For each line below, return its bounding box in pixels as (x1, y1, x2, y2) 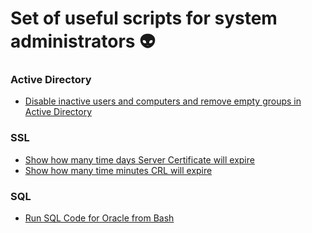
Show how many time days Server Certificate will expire (24, 153, 255, 166)
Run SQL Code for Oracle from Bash (24, 212, 175, 224)
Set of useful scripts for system (10, 7, 278, 30)
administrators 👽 (10, 30, 156, 53)
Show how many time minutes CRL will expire (24, 164, 213, 176)
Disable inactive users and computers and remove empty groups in (24, 95, 302, 107)
